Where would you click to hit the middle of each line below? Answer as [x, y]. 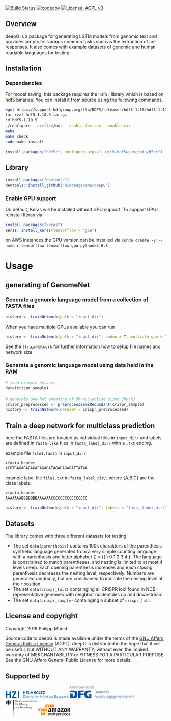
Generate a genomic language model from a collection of [77, 300]
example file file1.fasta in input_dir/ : [46, 453]
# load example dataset [31, 383]
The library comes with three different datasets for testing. [67, 536]
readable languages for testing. [38, 52]
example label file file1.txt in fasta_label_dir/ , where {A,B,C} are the [80, 478]
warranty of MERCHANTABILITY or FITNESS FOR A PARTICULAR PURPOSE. [85, 654]
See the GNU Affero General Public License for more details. [69, 660]
